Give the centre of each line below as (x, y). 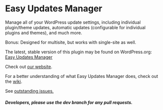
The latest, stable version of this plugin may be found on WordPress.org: (79, 52)
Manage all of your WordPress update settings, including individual (73, 22)
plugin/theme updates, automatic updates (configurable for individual (75, 27)
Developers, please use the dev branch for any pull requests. (69, 102)
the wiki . (14, 81)
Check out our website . (29, 67)
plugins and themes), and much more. (44, 33)
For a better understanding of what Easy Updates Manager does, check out (82, 76)
